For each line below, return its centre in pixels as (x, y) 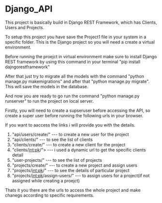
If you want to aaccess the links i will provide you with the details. (70, 125)
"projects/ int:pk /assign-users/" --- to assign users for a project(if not (81, 175)
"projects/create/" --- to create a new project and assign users (75, 165)
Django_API (29, 9)
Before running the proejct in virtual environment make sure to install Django (81, 56)
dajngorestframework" (27, 67)
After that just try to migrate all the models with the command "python (74, 76)
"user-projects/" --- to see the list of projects (57, 160)
